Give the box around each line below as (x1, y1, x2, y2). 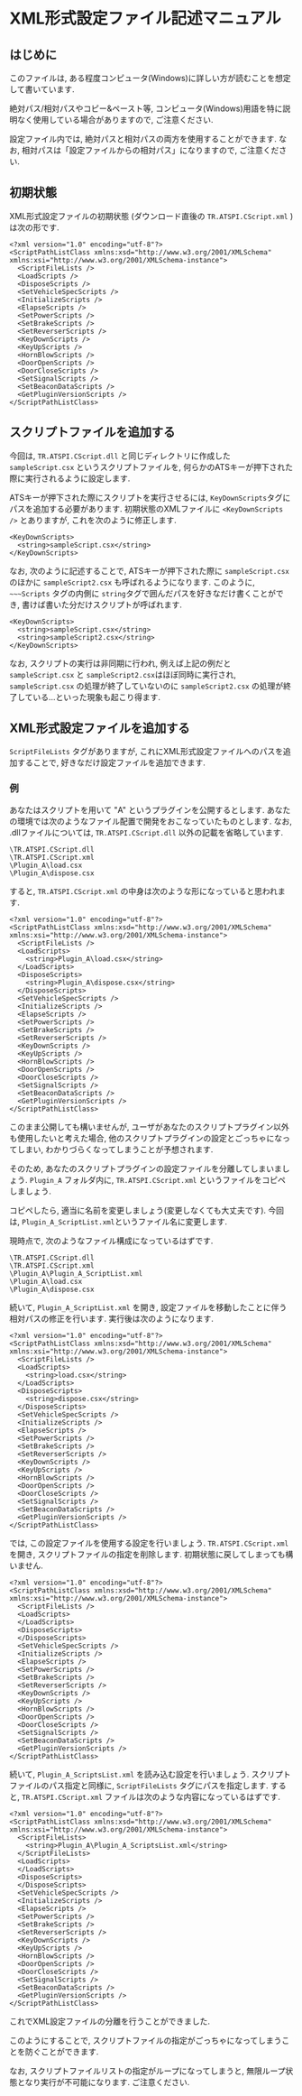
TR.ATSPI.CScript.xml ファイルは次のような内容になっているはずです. (21, 1791, 281, 1802)
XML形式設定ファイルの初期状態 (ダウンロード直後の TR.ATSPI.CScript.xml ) (9, 210, 294, 221)
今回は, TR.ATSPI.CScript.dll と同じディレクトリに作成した (9, 450, 232, 461)
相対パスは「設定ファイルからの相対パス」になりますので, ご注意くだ (21, 145, 279, 155)
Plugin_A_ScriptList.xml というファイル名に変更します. (21, 1215, 228, 1227)
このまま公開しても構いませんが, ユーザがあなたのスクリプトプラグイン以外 (9, 1121, 290, 1132)
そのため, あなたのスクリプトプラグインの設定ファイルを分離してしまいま (9, 1163, 282, 1174)
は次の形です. (9, 222, 60, 233)
